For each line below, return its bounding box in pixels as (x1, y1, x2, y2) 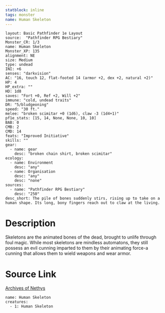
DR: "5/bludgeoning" (5, 102, 49, 108)
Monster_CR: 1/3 (5, 40, 40, 45)
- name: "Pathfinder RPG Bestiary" (10, 187, 85, 192)
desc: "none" (14, 178, 42, 184)
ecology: (5, 156, 24, 161)
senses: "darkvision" (5, 71, 51, 76)
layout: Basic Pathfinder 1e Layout (5, 31, 83, 36)
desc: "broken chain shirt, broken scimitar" (14, 151, 113, 156)
